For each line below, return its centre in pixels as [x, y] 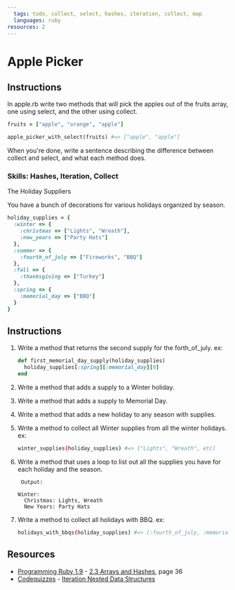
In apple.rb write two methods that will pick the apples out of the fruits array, [118, 104]
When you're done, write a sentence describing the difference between [110, 151]
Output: [32, 482]
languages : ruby [37, 20]
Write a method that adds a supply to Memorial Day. [93, 401]
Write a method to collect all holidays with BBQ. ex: [91, 519]
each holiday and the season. [60, 469]
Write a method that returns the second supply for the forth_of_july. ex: [120, 348]
